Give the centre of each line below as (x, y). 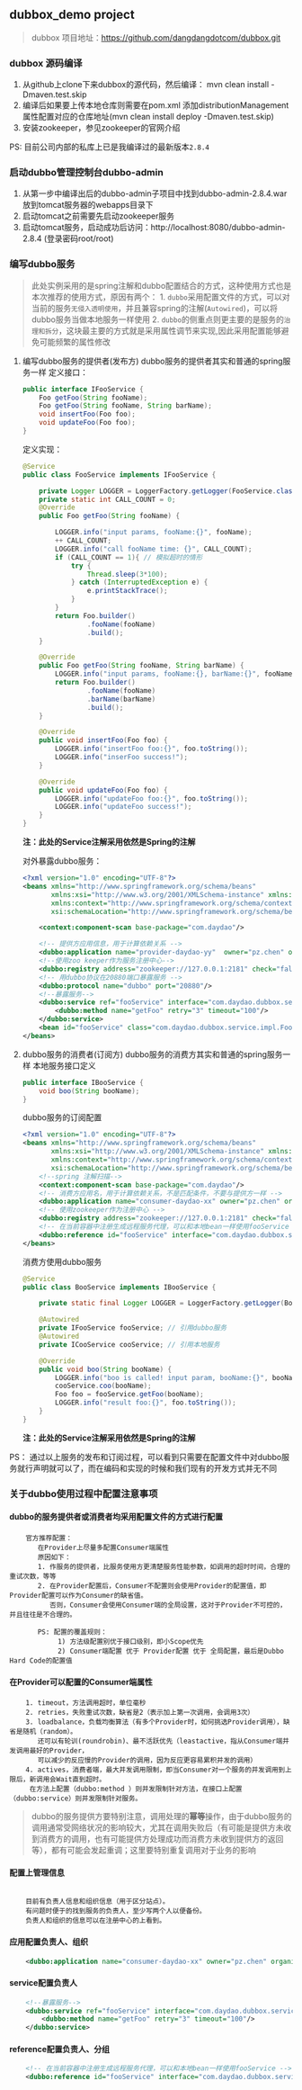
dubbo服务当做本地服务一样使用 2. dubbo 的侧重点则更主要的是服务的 (158, 319)
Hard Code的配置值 (41, 1660)
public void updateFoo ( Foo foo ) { (103, 790)
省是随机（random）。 (44, 1732)
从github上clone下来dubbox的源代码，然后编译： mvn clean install (146, 85)
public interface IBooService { (83, 1082)
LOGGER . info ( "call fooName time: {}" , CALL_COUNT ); (154, 549)
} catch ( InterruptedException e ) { (139, 583)
